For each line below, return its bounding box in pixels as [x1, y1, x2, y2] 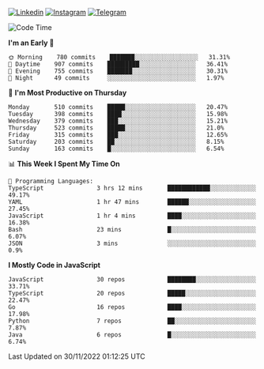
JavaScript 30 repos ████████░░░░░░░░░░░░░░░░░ [8, 276, 257, 284]
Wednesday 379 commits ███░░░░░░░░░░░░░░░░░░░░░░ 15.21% [8, 117, 228, 125]
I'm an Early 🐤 [8, 38, 55, 47]
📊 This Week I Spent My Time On [8, 159, 120, 168]
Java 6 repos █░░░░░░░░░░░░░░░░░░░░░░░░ [8, 331, 257, 339]
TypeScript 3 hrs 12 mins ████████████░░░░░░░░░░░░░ [8, 184, 257, 192]
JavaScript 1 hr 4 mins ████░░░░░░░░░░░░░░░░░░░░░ [8, 212, 257, 220]
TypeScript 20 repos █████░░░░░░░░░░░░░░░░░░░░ [8, 289, 257, 297]
